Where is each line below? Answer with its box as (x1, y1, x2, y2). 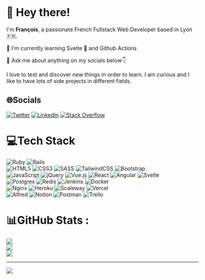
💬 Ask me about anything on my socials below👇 (6, 56, 126, 64)
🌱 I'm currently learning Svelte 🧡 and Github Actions (6, 44, 137, 51)
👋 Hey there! (6, 6, 70, 20)
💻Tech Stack (6, 134, 76, 147)
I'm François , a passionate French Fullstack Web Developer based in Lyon (6, 26, 193, 33)
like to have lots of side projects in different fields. (6, 77, 132, 84)
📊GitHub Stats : (6, 213, 90, 227)
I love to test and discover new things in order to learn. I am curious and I (6, 70, 190, 78)
